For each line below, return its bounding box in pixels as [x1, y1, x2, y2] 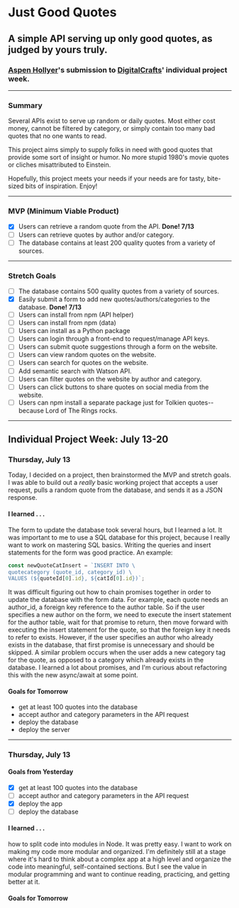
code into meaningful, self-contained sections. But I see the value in [8, 863, 207, 871]
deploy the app [18, 799, 63, 808]
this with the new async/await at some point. [8, 671, 139, 679]
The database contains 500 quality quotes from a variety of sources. [18, 287, 219, 295]
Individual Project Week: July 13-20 [8, 434, 169, 446]
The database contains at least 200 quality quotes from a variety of [18, 239, 216, 247]
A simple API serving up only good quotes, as [8, 33, 213, 45]
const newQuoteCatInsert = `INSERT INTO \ [8, 562, 135, 569]
